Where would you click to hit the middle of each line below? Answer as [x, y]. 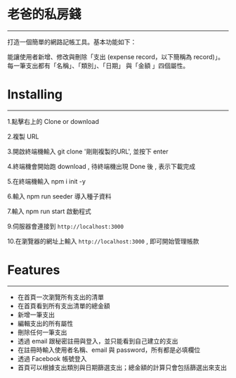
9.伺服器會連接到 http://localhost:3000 [66, 226]
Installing [35, 95]
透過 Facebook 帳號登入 [52, 358]
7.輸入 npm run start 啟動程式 [49, 211]
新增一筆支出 [36, 315]
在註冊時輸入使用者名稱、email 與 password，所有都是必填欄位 [109, 350]
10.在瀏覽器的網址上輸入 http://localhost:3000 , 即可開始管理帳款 [103, 241]
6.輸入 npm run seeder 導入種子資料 [59, 196]
